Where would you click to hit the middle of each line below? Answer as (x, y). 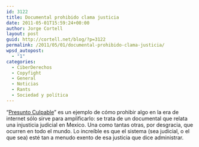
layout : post (22, 34)
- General (24, 78)
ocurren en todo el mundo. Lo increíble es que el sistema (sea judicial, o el (98, 131)
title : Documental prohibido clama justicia (63, 17)
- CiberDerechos (32, 67)
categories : (21, 62)
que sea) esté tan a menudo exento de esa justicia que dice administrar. (95, 137)
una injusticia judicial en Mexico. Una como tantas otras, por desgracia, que (100, 125)
